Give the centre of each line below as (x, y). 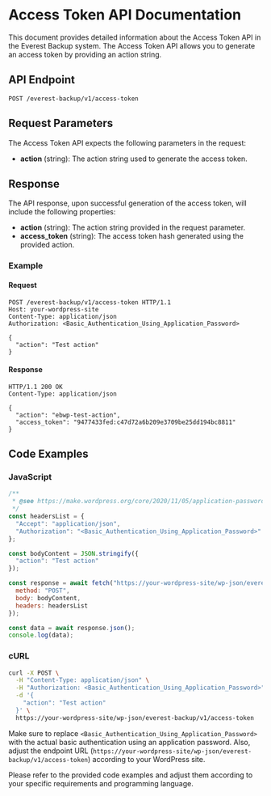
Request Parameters (61, 123)
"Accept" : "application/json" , (68, 523)
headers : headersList (52, 605)
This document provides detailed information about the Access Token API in (135, 37)
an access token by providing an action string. (85, 54)
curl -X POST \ (34, 673)
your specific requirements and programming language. (101, 783)
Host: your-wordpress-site (54, 309)
